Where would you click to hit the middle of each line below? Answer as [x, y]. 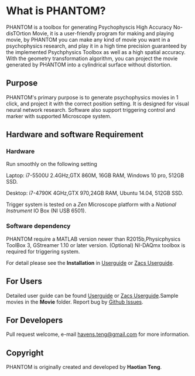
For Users [24, 282]
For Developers [35, 320]
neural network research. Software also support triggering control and [91, 109]
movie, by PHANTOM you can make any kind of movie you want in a [88, 39]
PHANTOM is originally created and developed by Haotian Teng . [84, 367]
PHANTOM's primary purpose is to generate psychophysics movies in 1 [92, 97]
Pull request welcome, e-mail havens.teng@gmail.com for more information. [98, 334]
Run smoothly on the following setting [52, 164]
